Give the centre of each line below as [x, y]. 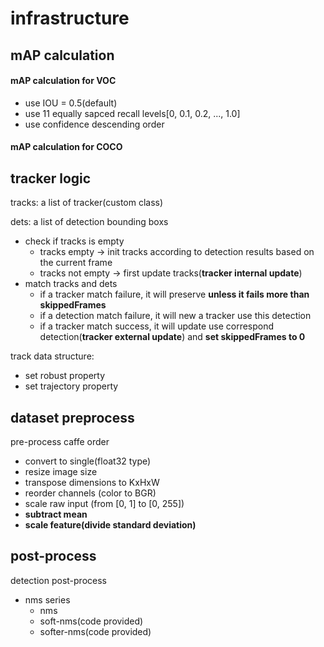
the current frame [76, 263]
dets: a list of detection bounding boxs [89, 222]
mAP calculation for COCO [66, 147]
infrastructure [70, 18]
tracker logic [51, 178]
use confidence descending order [94, 124]
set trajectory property [71, 386]
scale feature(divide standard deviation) [110, 525]
